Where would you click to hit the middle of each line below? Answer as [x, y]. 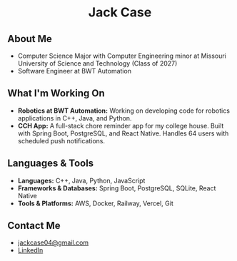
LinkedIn [30, 250]
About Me [30, 39]
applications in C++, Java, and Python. [75, 118]
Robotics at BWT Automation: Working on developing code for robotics [124, 111]
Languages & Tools [51, 164]
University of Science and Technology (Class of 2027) [97, 63]
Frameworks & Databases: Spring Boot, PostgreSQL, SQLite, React [117, 188]
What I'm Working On [56, 93]
